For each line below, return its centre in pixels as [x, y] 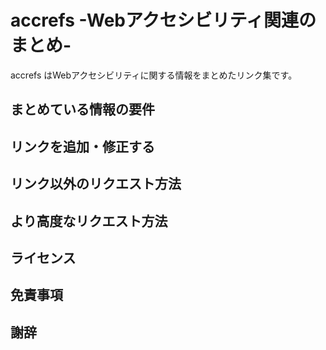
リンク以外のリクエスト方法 [96, 184]
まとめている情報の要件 [82, 109]
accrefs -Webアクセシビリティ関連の [163, 20]
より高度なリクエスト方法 [89, 221]
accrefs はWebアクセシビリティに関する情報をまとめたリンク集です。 [154, 75]
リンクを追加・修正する [82, 146]
